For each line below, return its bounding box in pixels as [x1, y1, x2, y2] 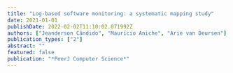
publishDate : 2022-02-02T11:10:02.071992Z [7, 23, 133, 30]
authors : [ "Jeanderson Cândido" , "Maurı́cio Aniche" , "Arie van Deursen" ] [7, 29, 227, 37]
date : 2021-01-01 [7, 17, 58, 24]
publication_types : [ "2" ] [7, 36, 83, 43]
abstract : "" [7, 42, 45, 49]
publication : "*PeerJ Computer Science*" [7, 56, 130, 63]
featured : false [7, 49, 55, 56]
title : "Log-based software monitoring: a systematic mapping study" [7, 10, 215, 17]
